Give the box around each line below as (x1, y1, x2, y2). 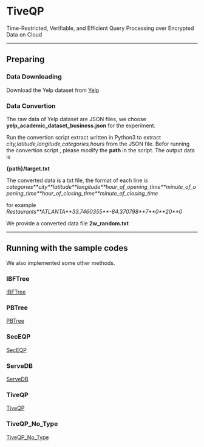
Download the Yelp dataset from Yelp (6, 86, 100, 94)
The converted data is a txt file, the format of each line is (6, 177, 148, 184)
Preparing (6, 54, 45, 65)
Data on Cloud (6, 30, 42, 38)
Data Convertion (6, 102, 56, 110)
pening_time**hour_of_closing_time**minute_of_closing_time (6, 189, 158, 197)
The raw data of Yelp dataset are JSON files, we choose (6, 115, 147, 122)
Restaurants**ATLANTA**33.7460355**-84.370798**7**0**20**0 (6, 208, 183, 215)
